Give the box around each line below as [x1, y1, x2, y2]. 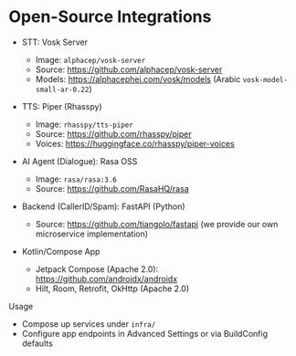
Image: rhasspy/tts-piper [35, 119, 133, 130]
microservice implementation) [35, 228, 148, 239]
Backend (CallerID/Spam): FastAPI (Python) [21, 201, 185, 212]
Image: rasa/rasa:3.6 [35, 173, 118, 184]
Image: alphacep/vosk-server [35, 54, 146, 65]
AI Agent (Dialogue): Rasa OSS [21, 155, 138, 166]
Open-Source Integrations [8, 6, 212, 27]
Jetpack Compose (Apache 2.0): [35, 263, 159, 275]
